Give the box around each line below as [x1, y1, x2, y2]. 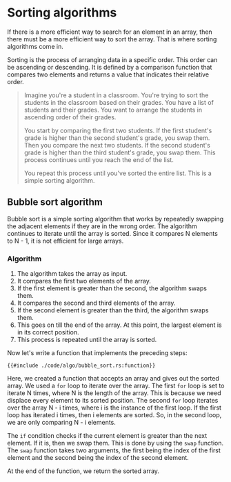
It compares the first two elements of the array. [17, 277, 152, 285]
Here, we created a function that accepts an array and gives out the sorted [7, 374, 219, 383]
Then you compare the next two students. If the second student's [23, 141, 210, 149]
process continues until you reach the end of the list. [23, 155, 174, 163]
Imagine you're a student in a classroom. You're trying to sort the [23, 91, 209, 99]
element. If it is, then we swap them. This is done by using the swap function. [7, 439, 224, 448]
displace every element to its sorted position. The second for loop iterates [7, 396, 219, 405]
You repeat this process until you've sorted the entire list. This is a [23, 169, 212, 177]
